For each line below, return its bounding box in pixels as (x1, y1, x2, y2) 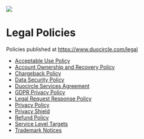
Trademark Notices (14, 127, 62, 134)
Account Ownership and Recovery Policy (14, 63, 115, 71)
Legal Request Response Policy (14, 95, 92, 102)
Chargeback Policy (14, 69, 61, 77)
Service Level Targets (14, 120, 68, 127)
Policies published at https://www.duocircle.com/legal (6, 45, 138, 53)
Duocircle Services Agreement (14, 82, 90, 89)
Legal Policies (6, 26, 76, 40)
